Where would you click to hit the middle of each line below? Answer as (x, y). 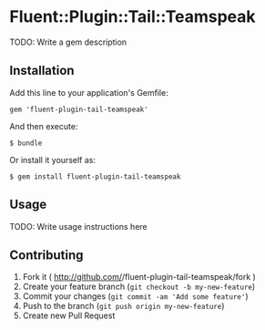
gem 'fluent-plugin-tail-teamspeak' (79, 109)
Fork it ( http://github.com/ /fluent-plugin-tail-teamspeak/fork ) (139, 277)
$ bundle (26, 143)
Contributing (46, 255)
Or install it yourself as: (52, 160)
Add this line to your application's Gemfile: (89, 92)
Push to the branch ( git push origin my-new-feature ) (123, 306)
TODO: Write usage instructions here (78, 226)
